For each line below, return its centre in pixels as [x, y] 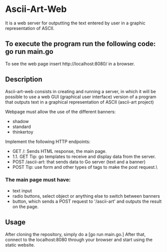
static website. [20, 245]
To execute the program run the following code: [81, 44]
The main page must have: [38, 180]
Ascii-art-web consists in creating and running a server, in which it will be [81, 91]
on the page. [25, 206]
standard [22, 126]
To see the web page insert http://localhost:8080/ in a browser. [70, 64]
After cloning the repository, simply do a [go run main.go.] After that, [76, 234]
